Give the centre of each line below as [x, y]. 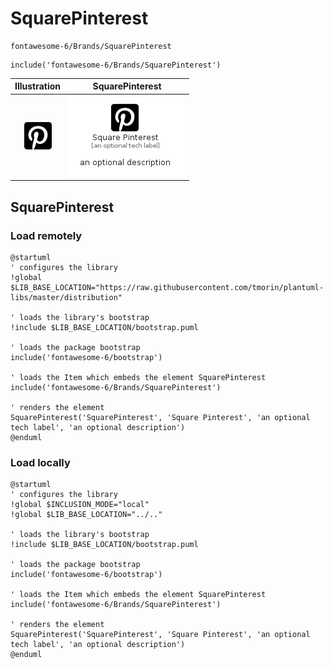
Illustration [38, 86]
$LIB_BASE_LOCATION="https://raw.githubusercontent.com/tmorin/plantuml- [167, 287]
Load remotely [46, 235]
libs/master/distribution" [66, 297]
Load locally [40, 462]
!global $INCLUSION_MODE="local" [80, 505]
